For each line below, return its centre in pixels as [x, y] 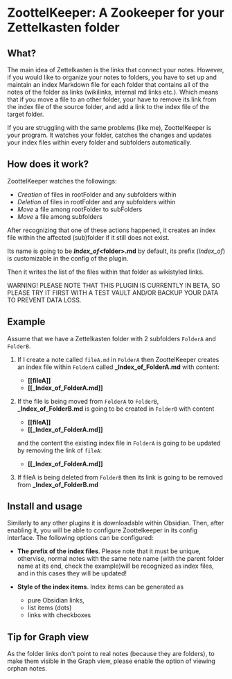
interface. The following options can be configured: [80, 538]
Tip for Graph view [48, 637]
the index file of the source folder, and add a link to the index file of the [108, 107]
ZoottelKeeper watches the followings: [62, 181]
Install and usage [45, 506]
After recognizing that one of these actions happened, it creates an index [111, 230]
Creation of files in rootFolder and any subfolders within [97, 194]
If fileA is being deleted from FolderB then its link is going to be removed [120, 477]
